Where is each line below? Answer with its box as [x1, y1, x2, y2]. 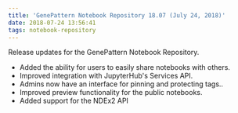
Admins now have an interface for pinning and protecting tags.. [19, 79, 224, 89]
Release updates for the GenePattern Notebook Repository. [8, 48, 200, 57]
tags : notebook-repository [8, 26, 96, 34]
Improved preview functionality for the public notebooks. [19, 88, 203, 97]
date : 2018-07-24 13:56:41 [8, 19, 96, 27]
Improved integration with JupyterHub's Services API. [19, 71, 193, 81]
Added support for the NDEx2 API [19, 96, 129, 106]
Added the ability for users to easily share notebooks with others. [19, 63, 231, 72]
